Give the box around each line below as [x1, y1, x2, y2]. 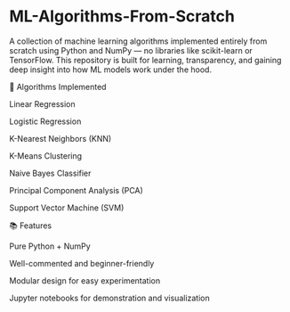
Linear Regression [9, 98, 76, 109]
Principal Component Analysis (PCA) [9, 185, 144, 195]
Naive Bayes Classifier [9, 168, 92, 178]
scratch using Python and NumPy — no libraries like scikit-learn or [9, 45, 254, 55]
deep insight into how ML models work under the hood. [9, 64, 212, 75]
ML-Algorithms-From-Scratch [9, 6, 236, 27]
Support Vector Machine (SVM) [9, 202, 125, 213]
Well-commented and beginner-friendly [9, 258, 155, 268]
